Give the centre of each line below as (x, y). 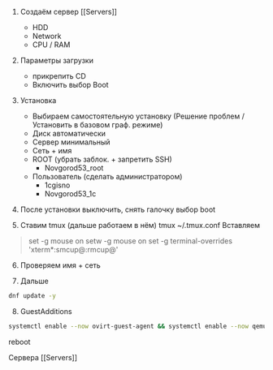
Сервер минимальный (71, 142)
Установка (38, 100)
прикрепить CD (59, 76)
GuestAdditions (46, 311)
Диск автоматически (69, 133)
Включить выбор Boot (70, 85)
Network (47, 36)
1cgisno (57, 185)
